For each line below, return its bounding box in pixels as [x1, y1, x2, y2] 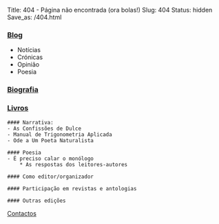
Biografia [7, 85, 39, 95]
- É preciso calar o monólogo [7, 155, 94, 162]
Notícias [17, 46, 41, 54]
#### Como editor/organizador [7, 173, 94, 180]
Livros [7, 103, 29, 113]
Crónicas [17, 53, 43, 61]
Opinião [17, 60, 40, 69]
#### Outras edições [7, 197, 67, 204]
